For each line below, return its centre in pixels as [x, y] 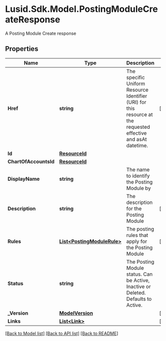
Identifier [137, 96]
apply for [137, 241]
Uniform [136, 84]
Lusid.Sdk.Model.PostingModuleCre [82, 9]
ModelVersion [76, 313]
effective [137, 133]
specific [136, 77]
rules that [137, 235]
